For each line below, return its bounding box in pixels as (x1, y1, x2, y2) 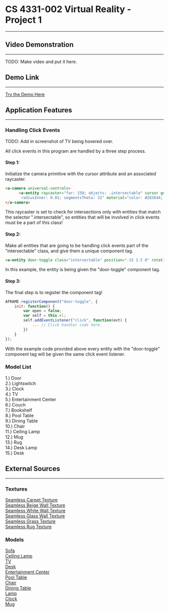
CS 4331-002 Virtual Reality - (5, 4, 132, 15)
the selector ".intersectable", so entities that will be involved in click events (5, 214, 160, 220)
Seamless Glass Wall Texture (5, 513, 65, 519)
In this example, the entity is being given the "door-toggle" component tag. (5, 266, 160, 273)
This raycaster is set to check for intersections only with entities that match (5, 209, 161, 215)
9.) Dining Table (5, 418, 38, 424)
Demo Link (5, 73, 39, 82)
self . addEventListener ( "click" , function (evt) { (23, 318, 127, 323)
